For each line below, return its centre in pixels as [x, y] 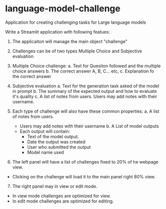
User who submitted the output [59, 147]
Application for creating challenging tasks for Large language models [76, 22]
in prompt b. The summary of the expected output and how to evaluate [84, 91]
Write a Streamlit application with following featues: [57, 32]
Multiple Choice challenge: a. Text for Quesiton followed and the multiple [86, 66]
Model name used [46, 152]
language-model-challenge [63, 9]
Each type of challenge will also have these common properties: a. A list [86, 111]
